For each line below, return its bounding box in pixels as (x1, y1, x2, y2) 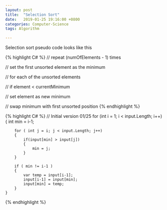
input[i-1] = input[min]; (23, 177, 78, 182)
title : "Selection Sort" (5, 12, 60, 17)
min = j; (32, 146, 51, 151)
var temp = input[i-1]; (23, 173, 73, 178)
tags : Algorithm (5, 26, 39, 31)
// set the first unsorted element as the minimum (5, 64, 105, 70)
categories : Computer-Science (5, 21, 69, 27)
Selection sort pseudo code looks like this (5, 45, 92, 51)
